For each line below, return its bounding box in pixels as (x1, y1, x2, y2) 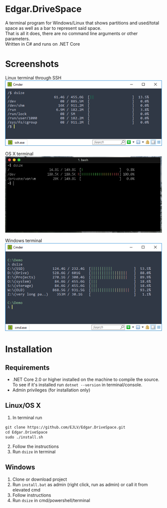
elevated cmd (12, 487, 41, 493)
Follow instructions (12, 492, 51, 498)
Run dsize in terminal (12, 448, 56, 454)
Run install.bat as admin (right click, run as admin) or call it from (12, 481, 148, 487)
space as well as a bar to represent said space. (5, 25, 102, 31)
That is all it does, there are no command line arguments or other (5, 30, 138, 36)
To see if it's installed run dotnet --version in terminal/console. (12, 382, 143, 387)
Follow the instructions (12, 443, 59, 449)
